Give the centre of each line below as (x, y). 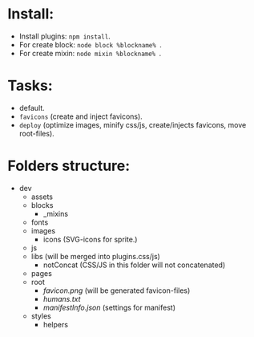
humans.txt (62, 298)
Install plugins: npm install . (65, 36)
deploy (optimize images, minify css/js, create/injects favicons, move (133, 124)
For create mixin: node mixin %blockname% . (90, 53)
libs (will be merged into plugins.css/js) (96, 256)
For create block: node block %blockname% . (90, 44)
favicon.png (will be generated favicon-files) (117, 290)
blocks (42, 205)
